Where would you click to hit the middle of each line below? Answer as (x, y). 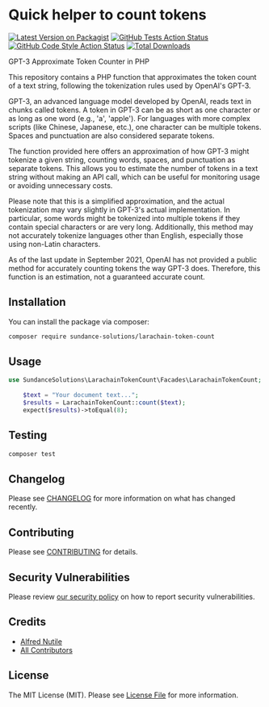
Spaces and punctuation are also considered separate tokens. (111, 136)
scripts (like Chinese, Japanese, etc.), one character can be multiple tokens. (135, 127)
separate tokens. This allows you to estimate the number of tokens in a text (133, 168)
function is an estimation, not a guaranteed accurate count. (107, 277)
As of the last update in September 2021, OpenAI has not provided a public (133, 259)
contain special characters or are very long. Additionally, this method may (131, 227)
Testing (28, 435)
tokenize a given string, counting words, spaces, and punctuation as (122, 160)
